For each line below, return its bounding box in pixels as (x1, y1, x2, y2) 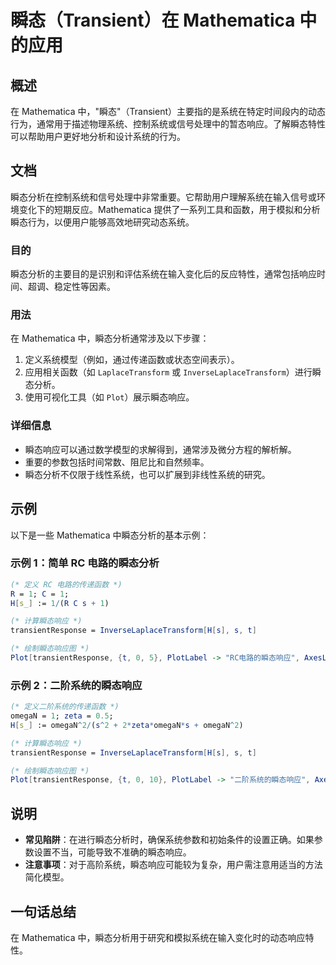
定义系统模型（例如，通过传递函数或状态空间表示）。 (24, 354, 240, 366)
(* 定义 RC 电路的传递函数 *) (10, 579, 123, 590)
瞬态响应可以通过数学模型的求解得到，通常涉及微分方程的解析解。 (24, 443, 297, 455)
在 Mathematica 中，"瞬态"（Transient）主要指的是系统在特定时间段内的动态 (10, 106, 326, 117)
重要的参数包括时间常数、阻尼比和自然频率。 (24, 456, 210, 468)
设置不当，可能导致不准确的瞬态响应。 (33, 846, 192, 858)
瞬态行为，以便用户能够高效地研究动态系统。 (10, 216, 195, 228)
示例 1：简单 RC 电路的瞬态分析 (10, 556, 160, 570)
